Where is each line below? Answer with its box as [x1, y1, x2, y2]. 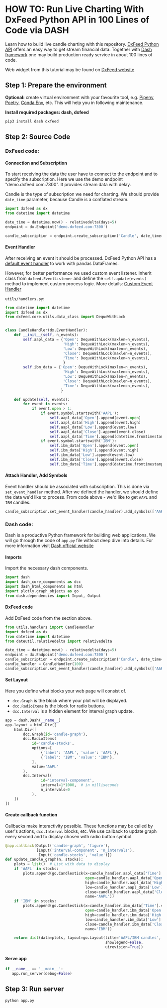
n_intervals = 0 [40, 787, 70, 792]
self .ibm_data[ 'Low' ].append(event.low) [49, 452, 135, 457]
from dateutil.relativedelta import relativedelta [5, 639, 112, 644]
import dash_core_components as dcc [5, 579, 81, 584]
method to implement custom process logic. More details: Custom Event [5, 280, 153, 287]
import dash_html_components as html [5, 584, 83, 589]
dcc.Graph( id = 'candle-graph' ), [23, 732, 88, 737]
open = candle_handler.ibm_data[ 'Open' [85, 908, 164, 913]
